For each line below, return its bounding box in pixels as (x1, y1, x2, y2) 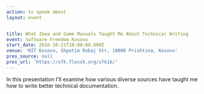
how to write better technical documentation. (6, 82, 119, 89)
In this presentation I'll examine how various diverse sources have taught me (6, 75, 198, 82)
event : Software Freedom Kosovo (6, 36, 88, 42)
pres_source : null (6, 53, 53, 59)
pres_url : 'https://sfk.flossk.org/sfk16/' (6, 59, 118, 65)
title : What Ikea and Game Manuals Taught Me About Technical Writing (6, 31, 189, 37)
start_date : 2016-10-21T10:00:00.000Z (6, 42, 104, 49)
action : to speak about (6, 8, 67, 15)
